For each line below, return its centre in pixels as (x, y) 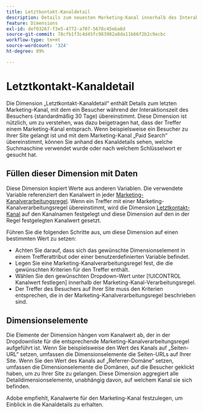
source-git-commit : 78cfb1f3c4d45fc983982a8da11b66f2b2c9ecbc (86, 34)
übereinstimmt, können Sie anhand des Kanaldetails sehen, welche (90, 141)
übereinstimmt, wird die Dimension (112, 207)
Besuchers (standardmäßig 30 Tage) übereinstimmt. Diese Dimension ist (97, 116)
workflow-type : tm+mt (34, 40)
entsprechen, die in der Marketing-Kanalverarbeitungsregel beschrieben (105, 295)
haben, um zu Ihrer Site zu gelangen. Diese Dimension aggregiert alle (93, 374)
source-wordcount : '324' (37, 46)
